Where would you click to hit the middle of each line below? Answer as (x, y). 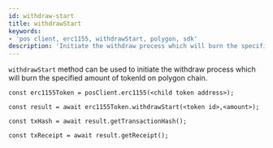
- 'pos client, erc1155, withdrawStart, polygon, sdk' (103, 39)
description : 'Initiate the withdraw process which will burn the (123, 46)
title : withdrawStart (45, 24)
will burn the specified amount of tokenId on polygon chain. (108, 78)
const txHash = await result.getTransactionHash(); (97, 122)
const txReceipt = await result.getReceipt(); (89, 136)
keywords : (25, 31)
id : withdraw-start (41, 16)
